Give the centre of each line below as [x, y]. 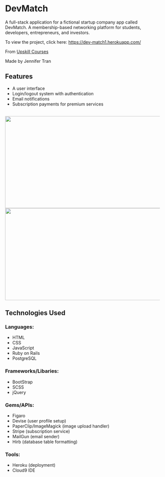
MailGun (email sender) [36, 437]
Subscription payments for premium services [58, 104]
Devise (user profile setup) [39, 421]
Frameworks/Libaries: [32, 371]
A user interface [28, 88]
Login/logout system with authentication [53, 93]
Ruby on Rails [26, 353]
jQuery [19, 392]
